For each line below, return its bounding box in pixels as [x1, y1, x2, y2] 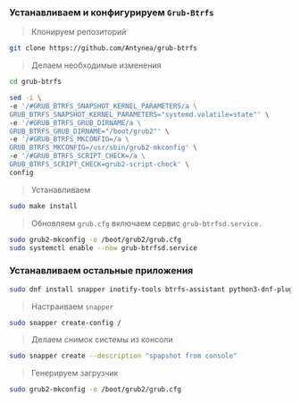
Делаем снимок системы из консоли [30, 334, 173, 345]
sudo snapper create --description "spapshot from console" [9, 351, 238, 361]
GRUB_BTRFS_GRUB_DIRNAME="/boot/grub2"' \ [9, 127, 170, 136]
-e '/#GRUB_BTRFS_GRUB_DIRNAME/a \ [9, 118, 142, 127]
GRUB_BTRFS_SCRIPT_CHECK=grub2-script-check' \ [9, 160, 190, 169]
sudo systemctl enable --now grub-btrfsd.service [9, 243, 198, 252]
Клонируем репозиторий [30, 27, 127, 38]
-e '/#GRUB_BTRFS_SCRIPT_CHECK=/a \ [9, 152, 146, 161]
